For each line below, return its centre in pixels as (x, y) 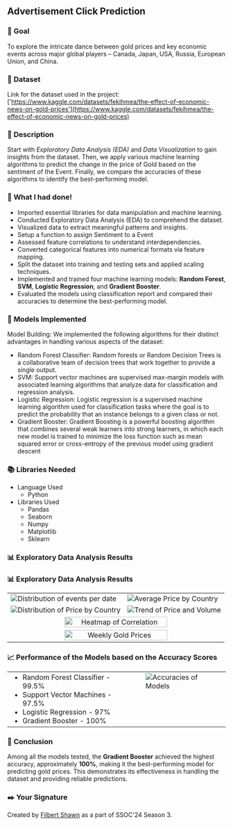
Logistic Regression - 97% (67, 712)
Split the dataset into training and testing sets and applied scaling (111, 264)
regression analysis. (46, 391)
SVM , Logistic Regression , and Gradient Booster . (89, 286)
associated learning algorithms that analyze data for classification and (117, 384)
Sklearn (38, 539)
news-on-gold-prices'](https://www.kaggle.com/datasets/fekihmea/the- (111, 109)
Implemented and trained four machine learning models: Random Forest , (121, 279)
